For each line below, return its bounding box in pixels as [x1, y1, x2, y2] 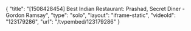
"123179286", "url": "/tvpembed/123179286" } [5, 18, 120, 25]
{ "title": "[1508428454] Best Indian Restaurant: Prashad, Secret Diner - [5, 5, 185, 12]
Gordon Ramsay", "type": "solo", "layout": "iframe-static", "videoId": [5, 12, 176, 19]
